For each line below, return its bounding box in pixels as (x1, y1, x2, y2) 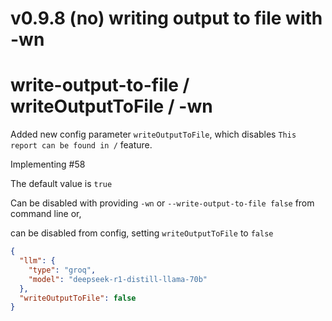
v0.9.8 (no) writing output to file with (10, 7, 323, 30)
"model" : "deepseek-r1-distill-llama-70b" (28, 274, 208, 284)
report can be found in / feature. (10, 139, 153, 151)
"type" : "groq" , (28, 265, 97, 275)
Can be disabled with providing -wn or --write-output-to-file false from (10, 197, 315, 209)
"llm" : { (19, 256, 56, 266)
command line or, (10, 208, 82, 220)
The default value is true (10, 178, 113, 190)
